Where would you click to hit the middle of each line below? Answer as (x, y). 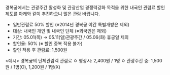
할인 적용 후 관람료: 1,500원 (40, 50)
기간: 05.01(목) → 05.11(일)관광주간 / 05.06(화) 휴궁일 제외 (71, 37)
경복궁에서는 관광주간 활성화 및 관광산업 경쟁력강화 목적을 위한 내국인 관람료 (80, 7)
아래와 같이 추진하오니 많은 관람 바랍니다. (59, 14)
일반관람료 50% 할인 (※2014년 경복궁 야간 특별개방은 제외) (71, 25)
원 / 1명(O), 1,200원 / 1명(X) (33, 67)
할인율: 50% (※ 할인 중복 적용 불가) (47, 44)
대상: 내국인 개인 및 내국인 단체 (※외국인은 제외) (60, 31)
